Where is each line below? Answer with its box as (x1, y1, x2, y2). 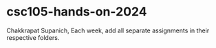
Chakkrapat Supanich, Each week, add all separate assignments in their (6, 26, 210, 34)
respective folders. (6, 33, 60, 41)
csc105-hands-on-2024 (6, 4, 147, 20)
